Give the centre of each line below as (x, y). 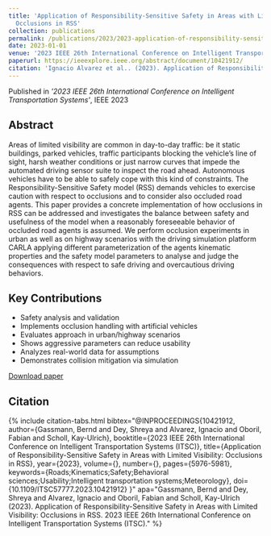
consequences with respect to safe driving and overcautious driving (122, 264)
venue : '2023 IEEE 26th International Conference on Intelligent (120, 53)
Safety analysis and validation (69, 318)
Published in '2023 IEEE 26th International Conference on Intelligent (121, 91)
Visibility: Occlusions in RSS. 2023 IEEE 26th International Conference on (130, 515)
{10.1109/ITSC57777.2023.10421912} (68, 489)
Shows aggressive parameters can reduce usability (105, 343)
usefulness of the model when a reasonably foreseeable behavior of (122, 222)
